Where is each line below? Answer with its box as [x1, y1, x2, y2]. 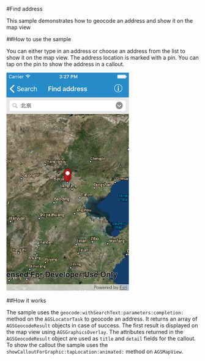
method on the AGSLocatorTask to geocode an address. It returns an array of [6, 316, 198, 322]
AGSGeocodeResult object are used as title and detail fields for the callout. [6, 335, 196, 342]
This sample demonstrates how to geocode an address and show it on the [6, 17, 193, 24]
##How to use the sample [6, 36, 72, 42]
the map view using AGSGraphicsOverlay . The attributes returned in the [6, 328, 184, 335]
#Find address [6, 6, 43, 12]
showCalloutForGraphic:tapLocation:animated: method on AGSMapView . [6, 348, 184, 355]
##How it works [6, 297, 47, 304]
